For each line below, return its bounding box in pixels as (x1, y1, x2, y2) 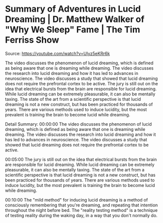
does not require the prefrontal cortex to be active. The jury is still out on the (5, 80, 158, 86)
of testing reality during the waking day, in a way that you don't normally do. (5, 212, 158, 218)
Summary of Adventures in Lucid (5, 3, 141, 15)
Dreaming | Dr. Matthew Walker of (5, 14, 145, 25)
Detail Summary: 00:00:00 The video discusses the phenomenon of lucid (5, 121, 152, 127)
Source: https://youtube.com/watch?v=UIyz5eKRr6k (5, 50, 110, 56)
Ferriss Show (5, 35, 59, 46)
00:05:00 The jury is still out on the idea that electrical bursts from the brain (5, 156, 157, 162)
